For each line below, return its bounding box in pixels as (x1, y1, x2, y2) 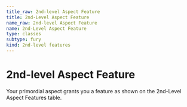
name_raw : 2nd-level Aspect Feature (6, 20, 97, 26)
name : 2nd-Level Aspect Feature (6, 25, 87, 32)
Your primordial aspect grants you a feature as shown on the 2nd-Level (6, 87, 182, 94)
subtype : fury (6, 36, 42, 42)
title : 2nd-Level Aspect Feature (6, 14, 90, 20)
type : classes (6, 31, 42, 37)
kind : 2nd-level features (6, 42, 70, 48)
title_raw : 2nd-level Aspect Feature (6, 8, 100, 15)
